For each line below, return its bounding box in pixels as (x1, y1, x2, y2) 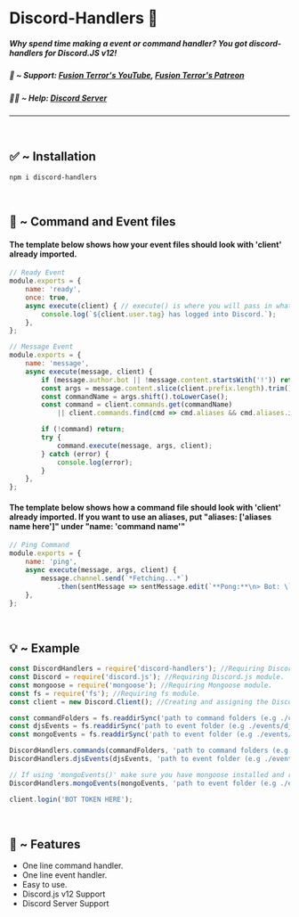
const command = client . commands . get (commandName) (41, 400, 233, 409)
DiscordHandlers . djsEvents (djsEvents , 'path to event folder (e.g (9, 755, 261, 764)
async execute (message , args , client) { (25, 566, 177, 575)
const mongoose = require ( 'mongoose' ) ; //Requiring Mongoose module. (9, 681, 273, 690)
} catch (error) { (41, 449, 109, 458)
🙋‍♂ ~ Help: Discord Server (9, 93, 108, 103)
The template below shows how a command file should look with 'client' (9, 502, 282, 512)
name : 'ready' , (25, 285, 82, 294)
